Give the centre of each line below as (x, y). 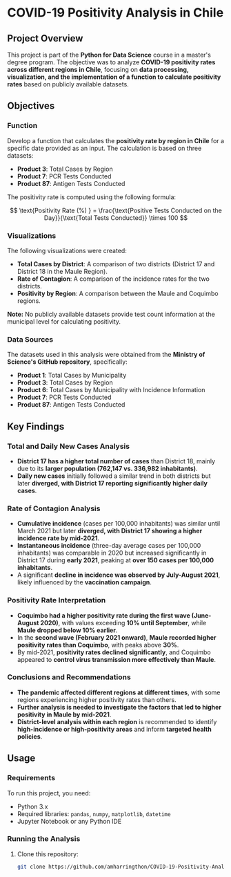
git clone (31, 867)
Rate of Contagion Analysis (54, 508)
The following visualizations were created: (67, 250)
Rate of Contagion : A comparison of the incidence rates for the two (113, 279)
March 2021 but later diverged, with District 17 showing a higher (110, 531)
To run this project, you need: (49, 793)
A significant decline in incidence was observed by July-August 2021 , (119, 575)
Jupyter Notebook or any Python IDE (69, 821)
